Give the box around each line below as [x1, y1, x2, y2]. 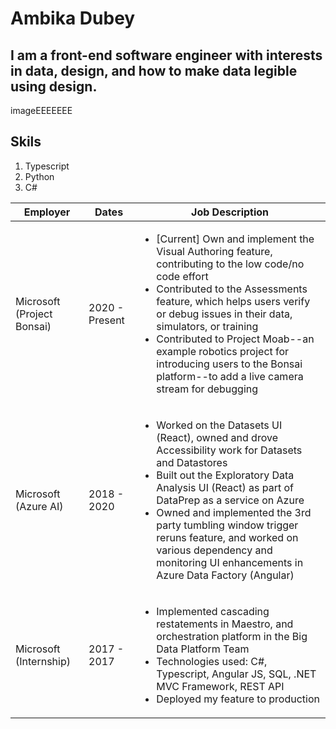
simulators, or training [156, 319, 259, 333]
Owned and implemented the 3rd [156, 505, 312, 519]
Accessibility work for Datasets [156, 443, 303, 457]
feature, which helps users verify [156, 294, 311, 308]
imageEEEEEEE [10, 105, 73, 116]
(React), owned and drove [156, 430, 278, 444]
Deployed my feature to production [156, 692, 320, 706]
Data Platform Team [156, 642, 250, 656]
